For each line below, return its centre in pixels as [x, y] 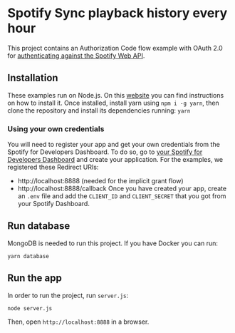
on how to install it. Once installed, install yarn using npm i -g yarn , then [113, 103]
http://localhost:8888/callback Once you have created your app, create [122, 189]
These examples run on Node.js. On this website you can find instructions [116, 95]
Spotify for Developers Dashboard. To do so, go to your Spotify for [105, 152]
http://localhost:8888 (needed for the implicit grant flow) [100, 181]
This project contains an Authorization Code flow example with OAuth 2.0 [115, 48]
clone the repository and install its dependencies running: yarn [99, 110]
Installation [33, 78]
